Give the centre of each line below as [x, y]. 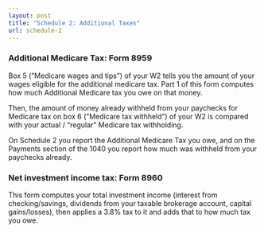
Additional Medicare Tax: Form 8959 [80, 58]
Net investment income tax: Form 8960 [85, 177]
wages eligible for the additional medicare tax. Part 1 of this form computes [131, 83]
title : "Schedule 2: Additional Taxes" [74, 23]
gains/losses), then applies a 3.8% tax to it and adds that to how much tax [129, 212]
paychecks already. [40, 157]
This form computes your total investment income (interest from [113, 195]
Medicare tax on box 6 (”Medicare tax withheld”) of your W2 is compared [128, 116]
